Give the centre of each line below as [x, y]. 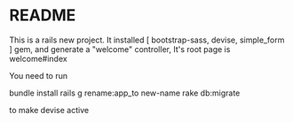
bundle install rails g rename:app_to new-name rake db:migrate [125, 93]
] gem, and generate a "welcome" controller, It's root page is [120, 49]
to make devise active [49, 110]
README [43, 15]
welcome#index [39, 58]
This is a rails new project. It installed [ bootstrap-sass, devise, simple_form [147, 40]
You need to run [39, 75]
